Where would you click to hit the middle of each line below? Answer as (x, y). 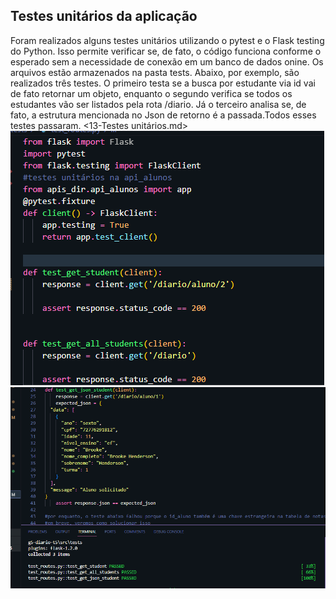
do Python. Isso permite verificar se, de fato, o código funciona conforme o (166, 51)
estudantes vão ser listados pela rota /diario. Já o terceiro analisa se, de (158, 104)
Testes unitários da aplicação (104, 16)
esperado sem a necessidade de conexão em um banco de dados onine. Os (167, 61)
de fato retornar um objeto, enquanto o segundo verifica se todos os (151, 93)
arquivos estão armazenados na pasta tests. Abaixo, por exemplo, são (155, 72)
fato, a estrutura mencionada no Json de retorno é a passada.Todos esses (163, 115)
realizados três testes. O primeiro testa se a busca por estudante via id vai (163, 83)
